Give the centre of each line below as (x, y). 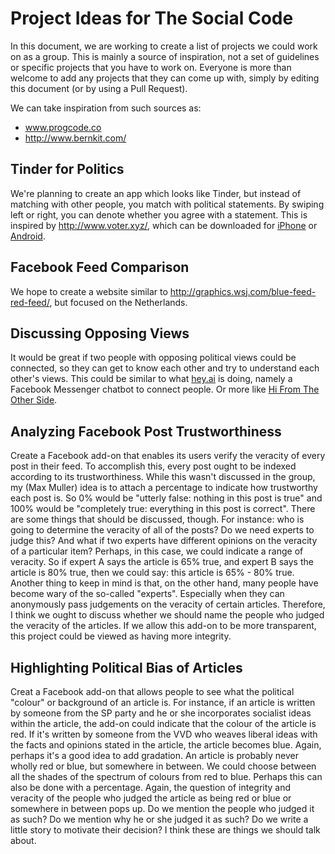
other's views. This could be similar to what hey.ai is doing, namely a (151, 379)
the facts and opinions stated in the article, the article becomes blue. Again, (166, 745)
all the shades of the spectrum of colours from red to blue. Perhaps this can (166, 776)
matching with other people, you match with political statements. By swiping (167, 204)
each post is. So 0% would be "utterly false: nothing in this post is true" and (166, 498)
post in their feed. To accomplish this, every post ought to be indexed (153, 466)
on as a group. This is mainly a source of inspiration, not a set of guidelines (165, 56)
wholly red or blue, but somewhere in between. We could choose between (163, 766)
